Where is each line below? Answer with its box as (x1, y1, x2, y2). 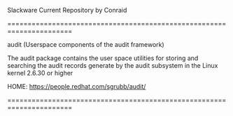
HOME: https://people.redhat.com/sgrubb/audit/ (7, 82, 146, 90)
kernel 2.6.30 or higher (7, 69, 73, 77)
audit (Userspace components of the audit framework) (7, 41, 164, 48)
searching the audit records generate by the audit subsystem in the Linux (7, 61, 218, 69)
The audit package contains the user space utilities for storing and (7, 54, 199, 62)
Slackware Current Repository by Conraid (7, 6, 127, 14)
